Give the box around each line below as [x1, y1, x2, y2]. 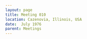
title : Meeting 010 [5, 12, 46, 17]
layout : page [5, 7, 33, 13]
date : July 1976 [5, 21, 42, 27]
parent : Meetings [5, 26, 42, 31]
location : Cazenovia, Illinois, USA [5, 17, 82, 22]
